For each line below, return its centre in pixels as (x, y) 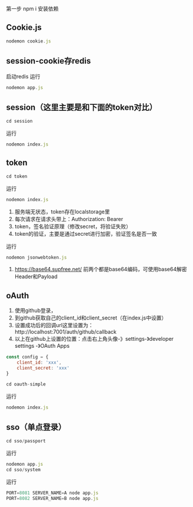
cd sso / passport (26, 441)
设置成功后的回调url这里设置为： (54, 325)
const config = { (27, 357)
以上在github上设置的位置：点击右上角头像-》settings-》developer (94, 339)
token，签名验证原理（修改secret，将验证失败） (73, 226)
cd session (19, 121)
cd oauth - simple (26, 384)
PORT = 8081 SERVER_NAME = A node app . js (52, 493)
